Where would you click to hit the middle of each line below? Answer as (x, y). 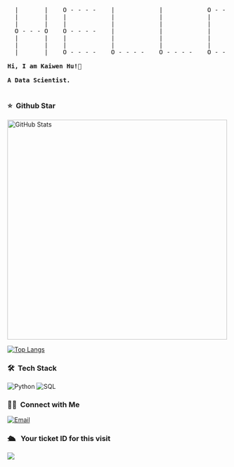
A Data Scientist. (39, 80)
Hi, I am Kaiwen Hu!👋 (45, 66)
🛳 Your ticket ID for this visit (59, 438)
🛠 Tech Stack (32, 369)
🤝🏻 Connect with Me (44, 404)
